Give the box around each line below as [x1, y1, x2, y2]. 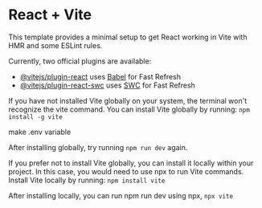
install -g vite [8, 112, 63, 121]
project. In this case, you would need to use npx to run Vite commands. [8, 166, 244, 176]
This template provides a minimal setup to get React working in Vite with [8, 32, 248, 42]
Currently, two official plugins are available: [8, 56, 152, 66]
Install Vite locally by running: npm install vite [8, 175, 166, 185]
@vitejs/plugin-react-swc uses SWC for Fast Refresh [19, 80, 195, 90]
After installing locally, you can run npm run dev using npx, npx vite [8, 190, 234, 200]
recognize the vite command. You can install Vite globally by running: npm [8, 104, 251, 114]
